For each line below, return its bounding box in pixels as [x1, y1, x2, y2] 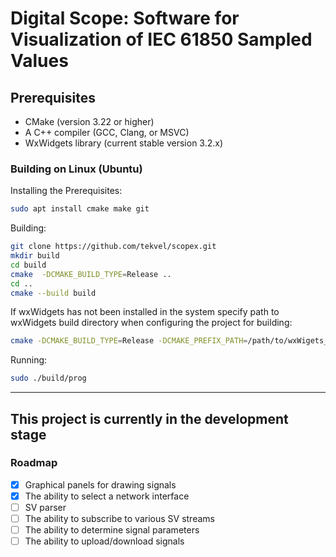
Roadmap [10, 456, 58, 470]
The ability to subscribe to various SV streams [24, 513, 215, 525]
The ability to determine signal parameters [24, 524, 200, 536]
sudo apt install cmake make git [10, 204, 150, 214]
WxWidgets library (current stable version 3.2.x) [24, 137, 224, 149]
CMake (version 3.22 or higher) [24, 116, 155, 127]
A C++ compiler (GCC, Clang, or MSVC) [24, 127, 190, 138]
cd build [10, 260, 47, 270]
